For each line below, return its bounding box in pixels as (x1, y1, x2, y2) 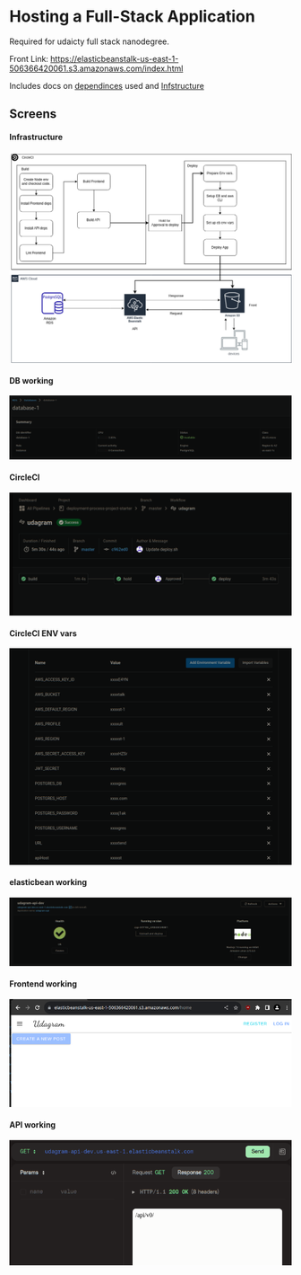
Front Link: (9, 53, 49, 64)
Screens (9, 106, 56, 122)
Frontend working (9, 978, 78, 989)
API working (9, 1120, 56, 1129)
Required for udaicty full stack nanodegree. (9, 36, 170, 47)
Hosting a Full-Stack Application (9, 6, 255, 27)
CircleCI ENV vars (9, 627, 78, 639)
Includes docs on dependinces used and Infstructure (9, 80, 204, 91)
